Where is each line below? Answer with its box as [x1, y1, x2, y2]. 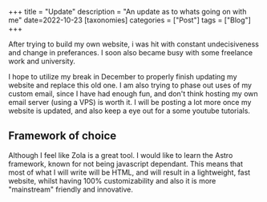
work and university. [8, 56, 76, 66]
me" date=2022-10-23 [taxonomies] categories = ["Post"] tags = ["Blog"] [8, 15, 251, 25]
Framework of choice [8, 129, 117, 143]
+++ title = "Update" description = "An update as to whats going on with [8, 7, 247, 16]
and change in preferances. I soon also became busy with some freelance [8, 48, 253, 57]
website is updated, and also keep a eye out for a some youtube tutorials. [8, 106, 251, 115]
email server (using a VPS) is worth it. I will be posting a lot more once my [8, 98, 252, 107]
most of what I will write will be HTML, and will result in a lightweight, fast [8, 168, 251, 177]
